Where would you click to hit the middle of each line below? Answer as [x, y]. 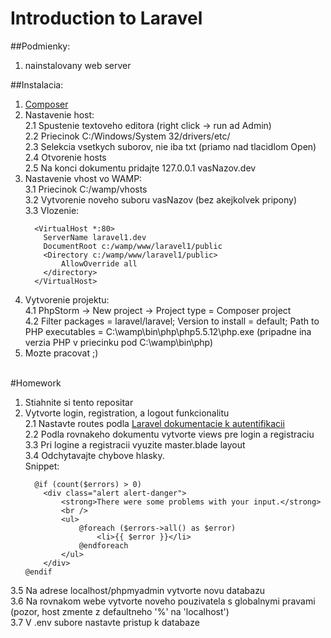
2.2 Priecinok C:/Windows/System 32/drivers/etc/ [127, 136]
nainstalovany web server [78, 65]
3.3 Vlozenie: [52, 210]
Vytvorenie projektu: [67, 299]
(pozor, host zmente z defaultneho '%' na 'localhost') [120, 611]
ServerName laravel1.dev [95, 237]
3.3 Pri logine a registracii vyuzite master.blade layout [135, 444]
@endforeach [103, 545]
